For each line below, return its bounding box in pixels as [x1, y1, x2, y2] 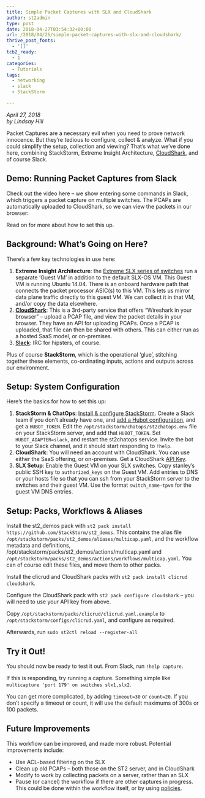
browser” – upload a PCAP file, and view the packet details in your [15, 312, 182, 320]
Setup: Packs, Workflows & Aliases [6, 506, 143, 516]
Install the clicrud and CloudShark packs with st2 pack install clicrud [6, 573, 188, 581]
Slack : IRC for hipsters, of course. [15, 339, 101, 346]
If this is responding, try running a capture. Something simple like [6, 674, 171, 681]
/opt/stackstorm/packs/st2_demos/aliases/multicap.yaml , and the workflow [6, 535, 199, 543]
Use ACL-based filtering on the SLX [15, 758, 105, 765]
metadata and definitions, [6, 541, 71, 549]
